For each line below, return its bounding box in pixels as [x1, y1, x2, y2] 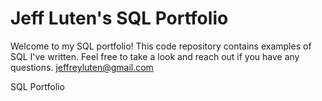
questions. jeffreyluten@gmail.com [10, 61, 154, 73]
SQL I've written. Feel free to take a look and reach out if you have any [10, 50, 300, 62]
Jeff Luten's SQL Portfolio [10, 7, 229, 30]
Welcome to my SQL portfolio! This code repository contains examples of [10, 40, 312, 52]
